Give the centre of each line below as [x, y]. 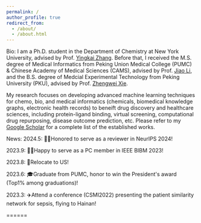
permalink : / [23, 12]
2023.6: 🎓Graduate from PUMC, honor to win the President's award [91, 174]
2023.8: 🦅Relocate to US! [38, 162]
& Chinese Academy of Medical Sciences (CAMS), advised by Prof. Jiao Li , [99, 71]
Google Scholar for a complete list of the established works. [81, 127]
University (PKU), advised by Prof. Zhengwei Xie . [67, 83]
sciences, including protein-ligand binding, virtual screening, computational [100, 115]
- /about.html [29, 34]
